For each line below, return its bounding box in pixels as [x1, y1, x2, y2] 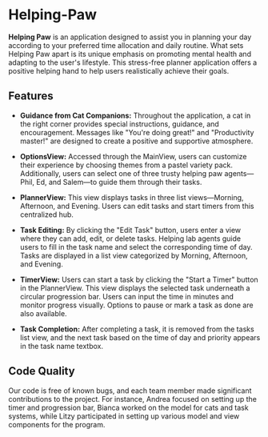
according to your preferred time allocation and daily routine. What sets [8, 40, 244, 50]
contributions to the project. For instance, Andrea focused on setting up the [8, 394, 258, 403]
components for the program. [8, 419, 106, 429]
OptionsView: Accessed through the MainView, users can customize [19, 151, 247, 161]
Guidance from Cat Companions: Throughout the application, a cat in [19, 110, 251, 120]
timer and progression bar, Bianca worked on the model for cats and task [8, 403, 250, 412]
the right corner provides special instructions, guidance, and [19, 118, 220, 129]
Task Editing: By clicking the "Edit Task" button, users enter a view [19, 225, 242, 235]
